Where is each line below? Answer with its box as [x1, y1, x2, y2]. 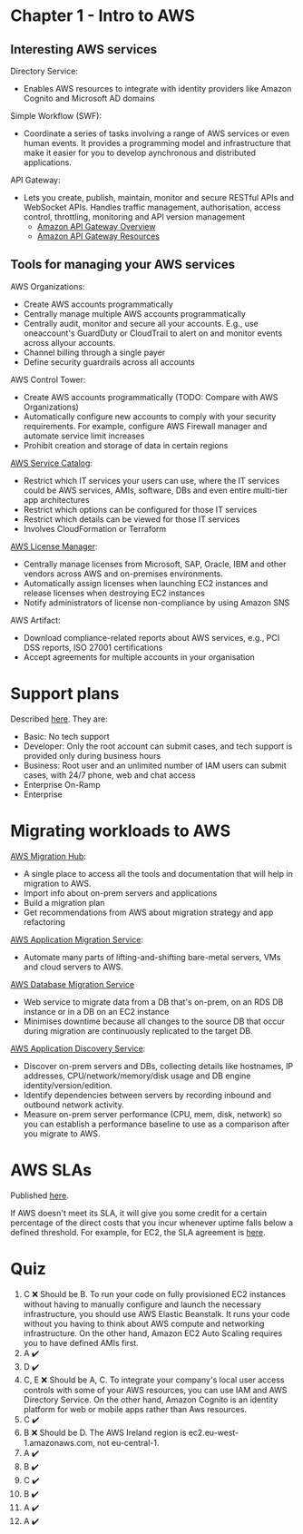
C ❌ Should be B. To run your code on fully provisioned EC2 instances [23, 1288, 287, 1299]
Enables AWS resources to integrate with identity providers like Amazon [23, 84, 292, 93]
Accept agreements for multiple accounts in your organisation [23, 651, 255, 663]
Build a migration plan [23, 897, 105, 908]
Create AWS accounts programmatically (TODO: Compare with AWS [23, 391, 279, 402]
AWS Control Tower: [10, 374, 86, 385]
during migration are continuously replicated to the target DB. [23, 1025, 253, 1036]
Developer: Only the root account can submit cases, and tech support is [23, 741, 293, 752]
